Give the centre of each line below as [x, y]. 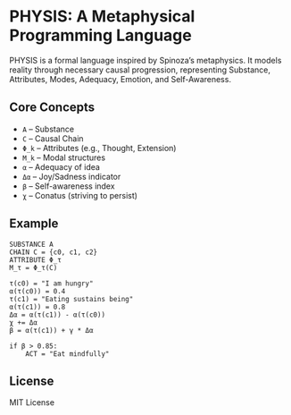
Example [34, 224]
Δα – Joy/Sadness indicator [71, 176]
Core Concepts [52, 108]
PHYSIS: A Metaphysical [102, 17]
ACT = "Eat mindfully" [67, 354]
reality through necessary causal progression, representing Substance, [140, 70]
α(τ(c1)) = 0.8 [37, 307]
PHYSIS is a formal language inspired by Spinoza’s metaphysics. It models [145, 60]
